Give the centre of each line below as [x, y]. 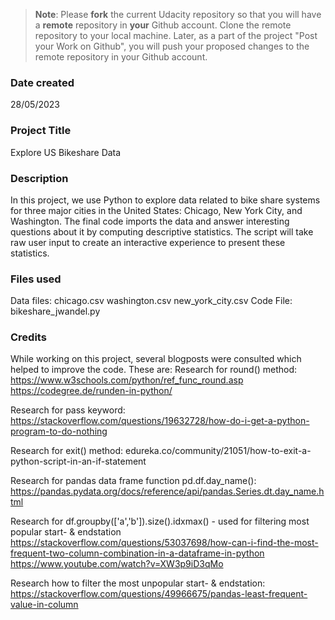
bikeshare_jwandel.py [55, 311]
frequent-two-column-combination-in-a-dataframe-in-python [137, 553]
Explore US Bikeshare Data [66, 152]
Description [39, 178]
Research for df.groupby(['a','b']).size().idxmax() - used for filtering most [160, 521]
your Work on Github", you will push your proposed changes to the [172, 46]
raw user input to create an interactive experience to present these [148, 242]
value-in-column [44, 605]
